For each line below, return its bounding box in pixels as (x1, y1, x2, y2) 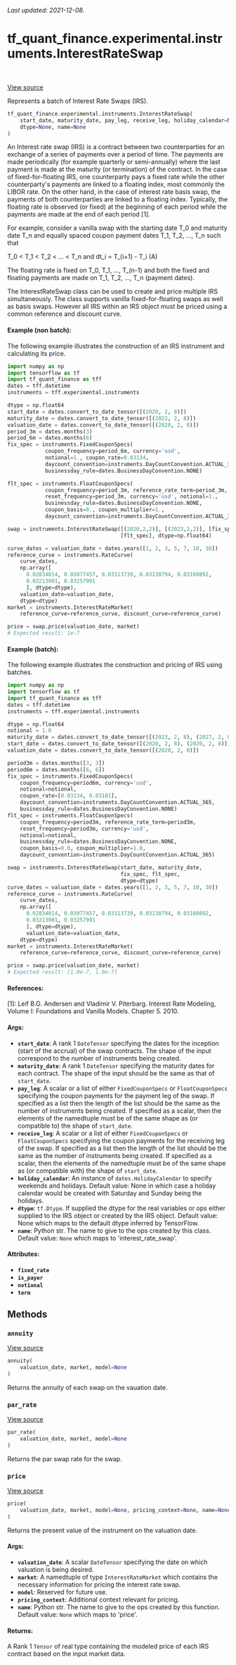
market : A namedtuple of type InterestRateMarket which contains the (17, 1573, 218, 1582)
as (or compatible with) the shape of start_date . (17, 1166, 158, 1175)
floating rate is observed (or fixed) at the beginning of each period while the (7, 202, 227, 211)
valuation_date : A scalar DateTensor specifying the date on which (17, 1558, 208, 1566)
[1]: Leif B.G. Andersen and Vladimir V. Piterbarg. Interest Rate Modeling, (7, 999, 216, 1008)
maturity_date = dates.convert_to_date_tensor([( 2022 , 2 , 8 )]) (7, 415, 197, 422)
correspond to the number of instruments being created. (17, 1054, 181, 1062)
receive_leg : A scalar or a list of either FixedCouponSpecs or (17, 1128, 188, 1138)
